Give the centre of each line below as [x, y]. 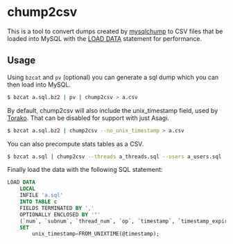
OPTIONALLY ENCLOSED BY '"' [60, 215]
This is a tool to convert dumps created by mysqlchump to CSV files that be [115, 31]
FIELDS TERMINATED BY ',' [57, 208]
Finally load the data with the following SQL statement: [85, 170]
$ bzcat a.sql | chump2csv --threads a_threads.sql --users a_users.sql [114, 157]
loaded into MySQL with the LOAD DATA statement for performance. [105, 38]
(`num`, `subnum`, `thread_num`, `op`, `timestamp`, [97, 221]
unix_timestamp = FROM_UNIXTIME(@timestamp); [96, 234]
